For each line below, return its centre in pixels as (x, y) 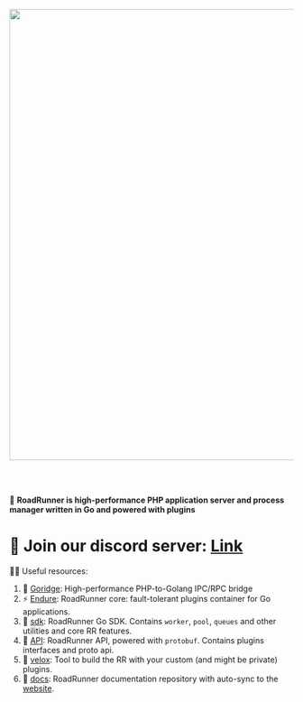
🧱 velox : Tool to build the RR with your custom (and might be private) (150, 660)
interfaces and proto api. (68, 650)
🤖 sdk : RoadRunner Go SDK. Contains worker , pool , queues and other (149, 621)
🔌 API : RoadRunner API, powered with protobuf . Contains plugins (143, 640)
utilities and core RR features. (77, 631)
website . (38, 688)
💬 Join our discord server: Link (126, 546)
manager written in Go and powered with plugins (102, 509)
